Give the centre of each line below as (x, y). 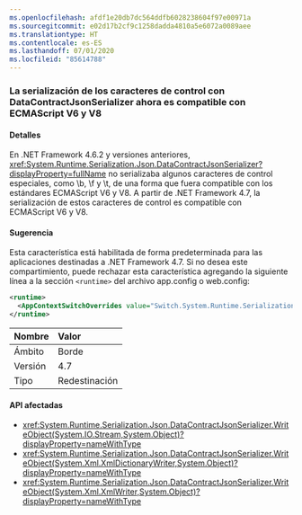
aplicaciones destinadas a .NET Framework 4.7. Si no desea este (129, 262)
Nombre (31, 336)
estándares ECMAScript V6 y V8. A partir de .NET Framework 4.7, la (135, 193)
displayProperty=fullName (58, 174)
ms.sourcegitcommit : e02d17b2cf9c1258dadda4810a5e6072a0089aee (130, 26)
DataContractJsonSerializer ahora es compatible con (128, 102)
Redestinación (88, 380)
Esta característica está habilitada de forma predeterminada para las (136, 253)
